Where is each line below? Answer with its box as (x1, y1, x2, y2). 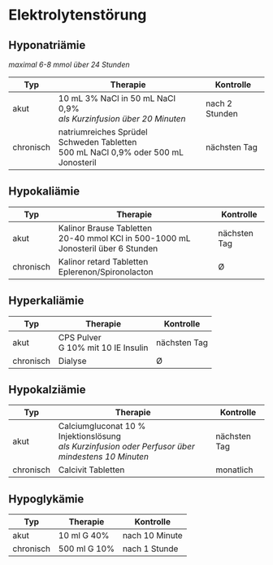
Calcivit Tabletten (58, 464, 125, 475)
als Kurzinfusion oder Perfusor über (58, 441, 195, 453)
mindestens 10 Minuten (58, 451, 149, 462)
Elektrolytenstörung (8, 6, 147, 24)
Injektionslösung (58, 431, 122, 442)
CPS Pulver (58, 331, 102, 343)
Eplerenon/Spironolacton (58, 266, 154, 278)
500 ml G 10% (58, 543, 115, 554)
